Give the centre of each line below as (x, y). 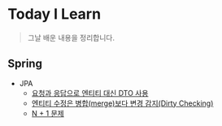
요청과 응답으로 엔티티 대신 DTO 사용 (90, 93)
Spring (25, 64)
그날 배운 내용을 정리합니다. (71, 37)
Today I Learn (54, 14)
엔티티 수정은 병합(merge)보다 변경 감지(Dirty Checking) (122, 103)
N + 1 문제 (48, 113)
